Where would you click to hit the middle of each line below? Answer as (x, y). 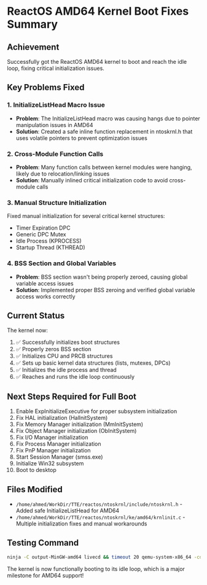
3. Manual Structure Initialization (57, 203)
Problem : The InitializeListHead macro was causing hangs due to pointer (108, 118)
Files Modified (35, 489)
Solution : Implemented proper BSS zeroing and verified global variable (105, 290)
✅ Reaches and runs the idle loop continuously (75, 377)
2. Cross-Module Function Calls (55, 153)
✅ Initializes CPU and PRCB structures (64, 356)
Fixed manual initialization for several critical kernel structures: (86, 216)
